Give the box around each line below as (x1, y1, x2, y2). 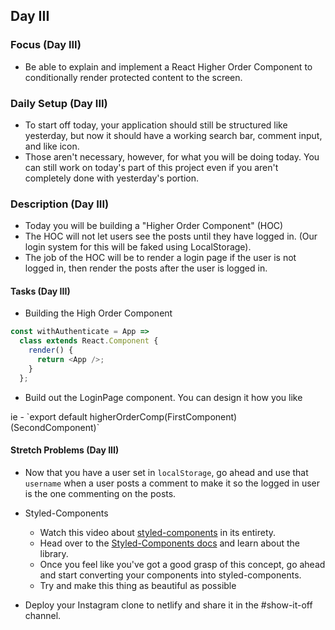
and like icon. (24, 140, 80, 152)
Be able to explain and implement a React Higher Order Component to (24, 60, 313, 73)
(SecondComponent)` (10, 421, 100, 433)
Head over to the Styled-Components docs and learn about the (39, 537, 301, 549)
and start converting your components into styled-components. (39, 569, 302, 581)
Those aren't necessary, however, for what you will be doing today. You (24, 150, 320, 163)
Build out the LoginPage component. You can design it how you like (24, 391, 303, 403)
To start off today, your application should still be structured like (24, 119, 288, 131)
